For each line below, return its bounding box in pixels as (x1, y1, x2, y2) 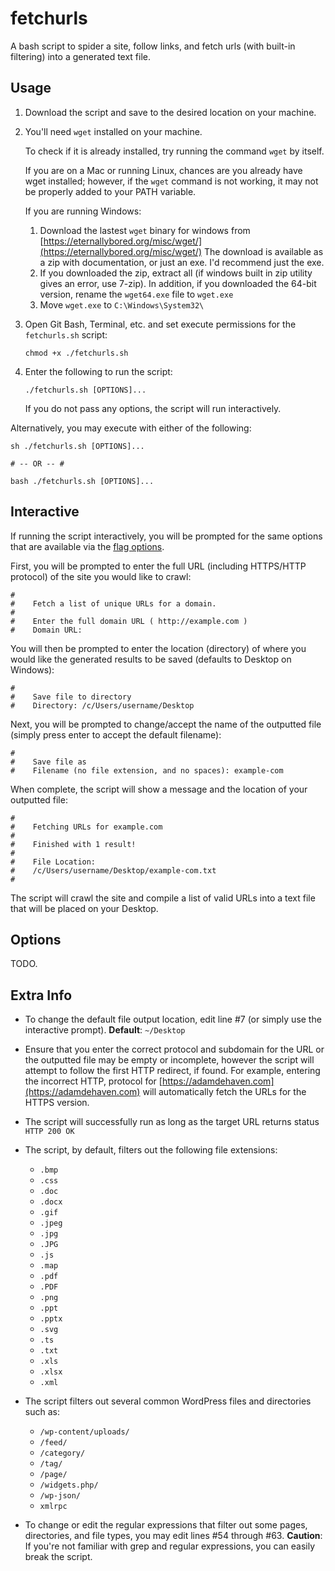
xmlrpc (39, 1502, 68, 1512)
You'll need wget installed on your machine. (24, 125, 203, 137)
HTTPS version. (24, 1097, 90, 1109)
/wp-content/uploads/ (39, 1427, 130, 1437)
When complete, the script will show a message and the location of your (10, 783, 308, 795)
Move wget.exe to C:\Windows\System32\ (39, 298, 205, 311)
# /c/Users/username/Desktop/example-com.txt (10, 865, 217, 876)
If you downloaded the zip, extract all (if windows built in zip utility (39, 267, 313, 279)
